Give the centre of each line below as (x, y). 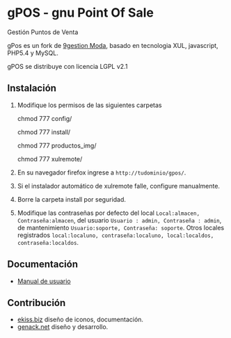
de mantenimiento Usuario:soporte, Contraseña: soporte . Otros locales (121, 227)
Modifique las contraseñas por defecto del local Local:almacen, (109, 213)
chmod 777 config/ (45, 118)
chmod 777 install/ (44, 132)
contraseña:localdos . (48, 242)
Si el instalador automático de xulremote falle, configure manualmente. (119, 186)
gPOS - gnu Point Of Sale (81, 13)
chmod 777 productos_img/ (57, 145)
